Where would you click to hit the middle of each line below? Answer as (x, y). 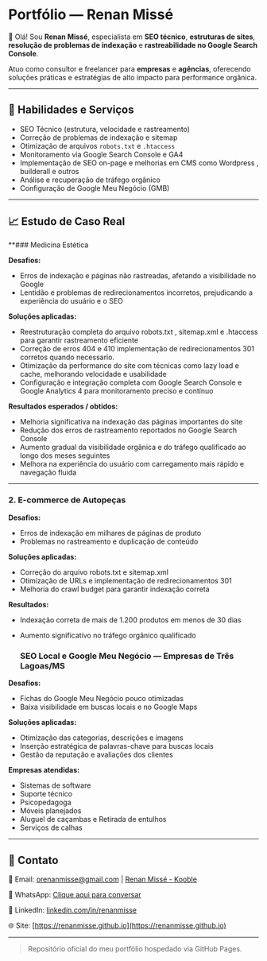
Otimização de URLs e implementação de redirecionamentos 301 (126, 580)
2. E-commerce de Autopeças (67, 500)
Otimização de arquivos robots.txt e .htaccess (97, 145)
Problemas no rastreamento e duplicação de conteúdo (109, 541)
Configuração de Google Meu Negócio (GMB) (95, 188)
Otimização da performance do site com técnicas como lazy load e (130, 365)
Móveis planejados (50, 811)
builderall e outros (49, 171)
